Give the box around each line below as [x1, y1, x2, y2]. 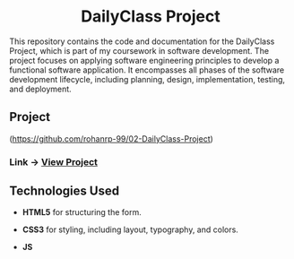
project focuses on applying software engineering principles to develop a [9, 55, 280, 65]
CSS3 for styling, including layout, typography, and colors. [22, 224, 239, 235]
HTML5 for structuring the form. [22, 207, 142, 218]
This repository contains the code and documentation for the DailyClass [9, 36, 275, 47]
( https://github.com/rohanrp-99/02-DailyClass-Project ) [9, 133, 213, 144]
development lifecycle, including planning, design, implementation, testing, [9, 73, 285, 84]
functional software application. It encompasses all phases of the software [9, 65, 285, 75]
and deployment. [9, 83, 72, 94]
